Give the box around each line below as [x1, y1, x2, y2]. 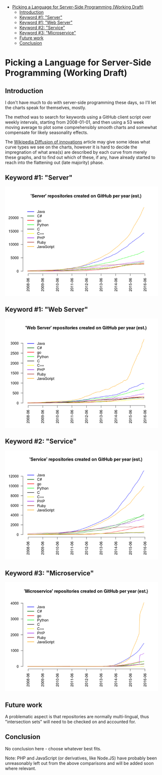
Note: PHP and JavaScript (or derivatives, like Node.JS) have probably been [5, 755, 157, 761]
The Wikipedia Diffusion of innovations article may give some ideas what [5, 139, 150, 145]
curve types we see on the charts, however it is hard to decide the [5, 144, 137, 150]
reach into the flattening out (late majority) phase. [5, 160, 104, 165]
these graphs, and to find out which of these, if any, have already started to [5, 155, 156, 160]
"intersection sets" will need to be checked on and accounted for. [5, 719, 136, 725]
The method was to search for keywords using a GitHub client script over [5, 114, 151, 120]
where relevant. [5, 765, 36, 771]
